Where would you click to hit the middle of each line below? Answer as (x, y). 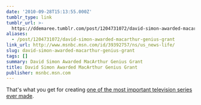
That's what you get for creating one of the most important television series (99, 89)
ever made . (20, 96)
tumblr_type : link (29, 17)
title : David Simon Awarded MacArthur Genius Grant (72, 67)
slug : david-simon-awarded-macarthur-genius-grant (71, 51)
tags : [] (17, 56)
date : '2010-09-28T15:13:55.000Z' (49, 12)
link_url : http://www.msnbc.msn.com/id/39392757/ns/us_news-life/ (91, 45)
